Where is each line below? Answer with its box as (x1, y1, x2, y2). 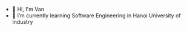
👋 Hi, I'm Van (11, 6, 44, 13)
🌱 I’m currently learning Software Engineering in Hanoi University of (11, 12, 181, 19)
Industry (11, 18, 33, 25)
